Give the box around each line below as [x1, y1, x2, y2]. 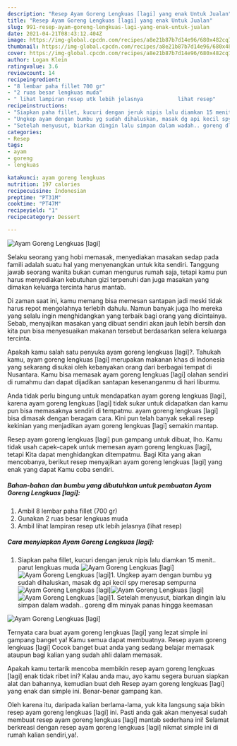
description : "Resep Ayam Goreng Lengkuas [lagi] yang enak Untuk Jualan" [7, 10, 232, 18]
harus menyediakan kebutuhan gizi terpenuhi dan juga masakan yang [7, 275, 209, 283]
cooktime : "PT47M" [7, 201, 61, 208]
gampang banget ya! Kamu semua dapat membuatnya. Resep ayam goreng [7, 635, 227, 644]
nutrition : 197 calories [7, 181, 80, 188]
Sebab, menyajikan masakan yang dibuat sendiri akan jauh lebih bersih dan [7, 319, 226, 327]
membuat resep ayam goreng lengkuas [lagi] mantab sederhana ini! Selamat [7, 715, 229, 724]
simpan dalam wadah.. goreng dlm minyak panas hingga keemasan [17, 600, 213, 609]
